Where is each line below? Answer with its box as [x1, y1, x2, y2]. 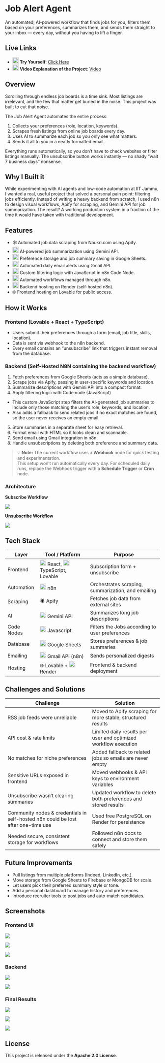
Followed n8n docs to [92, 830, 142, 837]
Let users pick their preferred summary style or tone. [12, 882, 119, 888]
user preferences [90, 629, 130, 636]
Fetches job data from [90, 595, 141, 602]
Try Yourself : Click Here [19, 59, 69, 64]
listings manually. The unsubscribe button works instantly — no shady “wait [5, 153, 159, 159]
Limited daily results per [92, 728, 147, 735]
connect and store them [92, 836, 147, 843]
